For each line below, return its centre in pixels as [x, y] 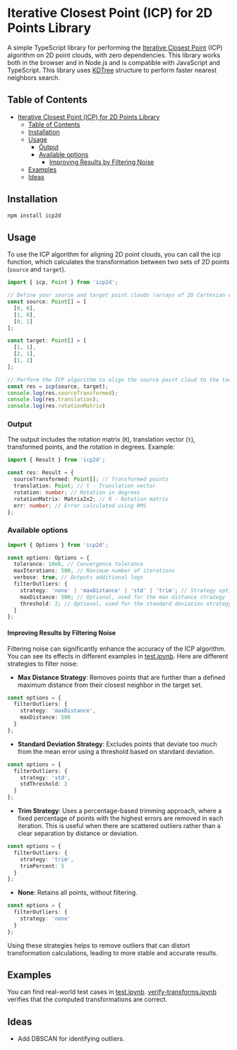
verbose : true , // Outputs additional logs [78, 577]
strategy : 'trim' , [47, 859]
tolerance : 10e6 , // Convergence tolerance [78, 564]
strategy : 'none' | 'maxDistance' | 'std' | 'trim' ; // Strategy [118, 590]
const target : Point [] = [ [47, 341]
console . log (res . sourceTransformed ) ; [63, 393]
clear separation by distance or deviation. [78, 833]
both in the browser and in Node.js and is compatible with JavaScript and [114, 62]
